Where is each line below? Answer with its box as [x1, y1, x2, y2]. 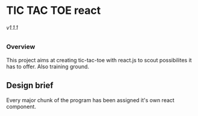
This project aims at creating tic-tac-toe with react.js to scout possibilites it [6, 56, 192, 63]
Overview [6, 43, 36, 51]
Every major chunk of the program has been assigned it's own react [6, 96, 175, 103]
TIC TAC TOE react [6, 4, 101, 18]
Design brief [6, 80, 54, 91]
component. [6, 103, 36, 110]
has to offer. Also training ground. [6, 63, 90, 70]
